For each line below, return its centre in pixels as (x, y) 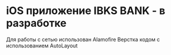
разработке (36, 23)
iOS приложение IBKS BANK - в (86, 11)
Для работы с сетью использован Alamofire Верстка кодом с (83, 39)
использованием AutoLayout (42, 46)
